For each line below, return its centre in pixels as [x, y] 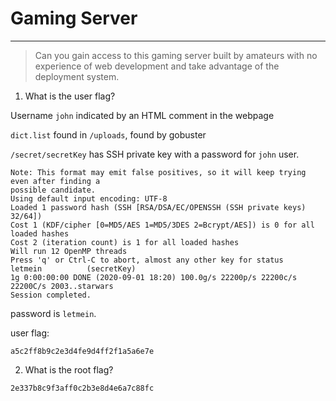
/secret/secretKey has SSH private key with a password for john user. [155, 154]
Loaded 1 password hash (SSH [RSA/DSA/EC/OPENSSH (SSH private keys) [158, 207]
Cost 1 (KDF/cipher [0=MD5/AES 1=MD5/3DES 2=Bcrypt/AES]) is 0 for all [162, 225]
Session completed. [51, 295]
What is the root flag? [69, 369]
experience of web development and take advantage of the [157, 66]
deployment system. [77, 76]
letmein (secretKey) [73, 268]
